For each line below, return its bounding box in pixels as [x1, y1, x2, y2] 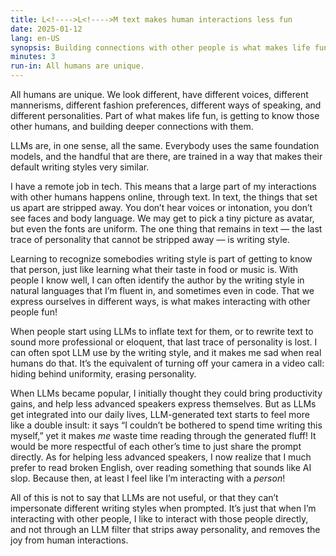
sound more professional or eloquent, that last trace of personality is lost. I [10, 336, 318, 348]
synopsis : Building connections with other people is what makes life [10, 42, 311, 53]
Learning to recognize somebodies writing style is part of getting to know [10, 253, 313, 265]
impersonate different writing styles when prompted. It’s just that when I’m [10, 502, 317, 514]
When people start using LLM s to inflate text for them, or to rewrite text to [10, 326, 314, 337]
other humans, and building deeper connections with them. [10, 121, 254, 132]
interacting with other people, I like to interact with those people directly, [10, 513, 309, 525]
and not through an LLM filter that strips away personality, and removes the [10, 524, 321, 535]
